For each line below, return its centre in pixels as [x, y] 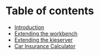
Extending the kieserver [43, 40]
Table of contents [50, 11]
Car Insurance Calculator [45, 46]
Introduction [29, 27]
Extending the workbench [46, 33]
